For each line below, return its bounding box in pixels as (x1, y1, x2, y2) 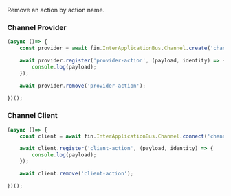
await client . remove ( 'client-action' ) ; (19, 171, 134, 177)
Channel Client (7, 111, 58, 121)
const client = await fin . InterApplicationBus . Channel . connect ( (19, 133, 208, 140)
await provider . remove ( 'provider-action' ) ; (19, 82, 146, 89)
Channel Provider (7, 23, 67, 32)
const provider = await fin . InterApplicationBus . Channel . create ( (19, 45, 211, 52)
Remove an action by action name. (7, 6, 105, 14)
